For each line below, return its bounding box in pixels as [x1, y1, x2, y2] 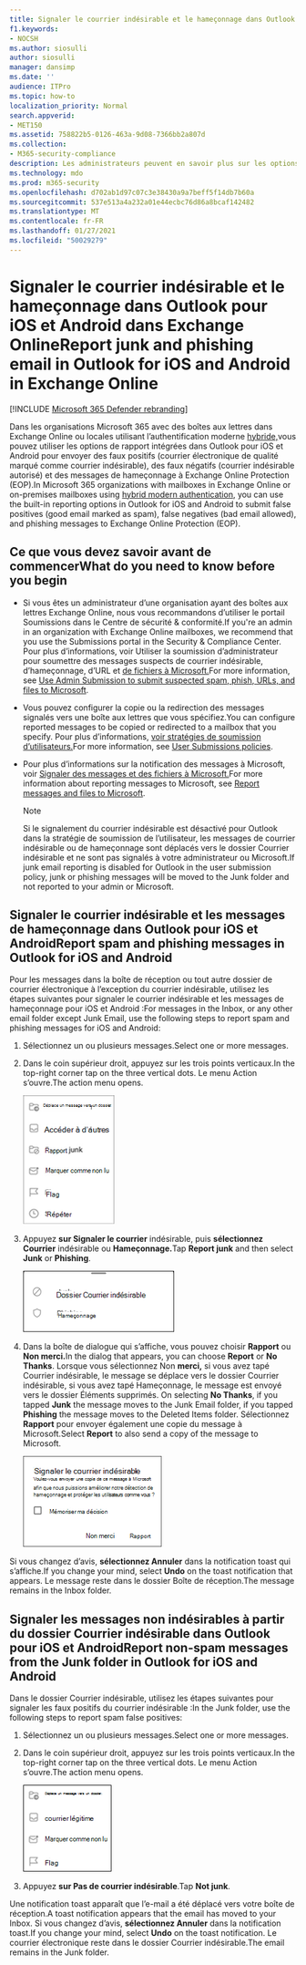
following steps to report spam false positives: [9, 1712, 183, 1723]
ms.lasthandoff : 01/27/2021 [9, 226, 117, 236]
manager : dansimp [9, 63, 76, 72]
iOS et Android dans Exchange [9, 315, 244, 336]
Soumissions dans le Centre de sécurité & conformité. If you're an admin [22, 616, 293, 627]
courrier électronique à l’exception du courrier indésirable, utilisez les [9, 984, 270, 995]
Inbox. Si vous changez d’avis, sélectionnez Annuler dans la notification [9, 1918, 281, 1929]
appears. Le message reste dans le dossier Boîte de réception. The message [9, 1576, 295, 1587]
